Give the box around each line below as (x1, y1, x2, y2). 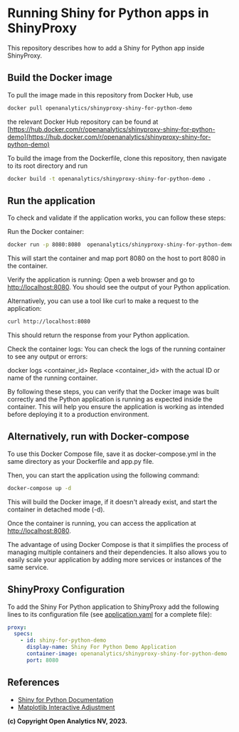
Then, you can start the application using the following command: (7, 471, 200, 479)
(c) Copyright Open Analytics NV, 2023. (7, 716, 128, 725)
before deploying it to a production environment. (7, 410, 149, 419)
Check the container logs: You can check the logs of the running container (7, 345, 226, 354)
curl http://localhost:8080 (7, 318, 91, 325)
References (7, 677, 60, 689)
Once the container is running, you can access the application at (7, 519, 197, 527)
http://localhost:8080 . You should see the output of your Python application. (7, 283, 231, 292)
